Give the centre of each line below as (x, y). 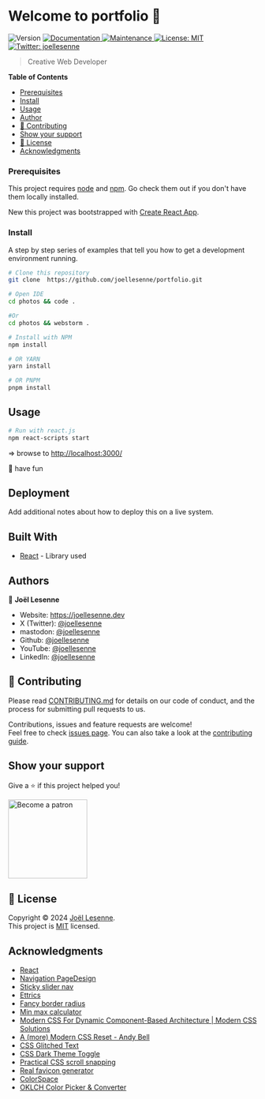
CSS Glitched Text (49, 1045)
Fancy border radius (52, 1004)
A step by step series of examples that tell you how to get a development (127, 250)
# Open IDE (26, 294)
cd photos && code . (42, 302)
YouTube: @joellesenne (58, 649)
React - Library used (53, 556)
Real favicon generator (56, 1071)
